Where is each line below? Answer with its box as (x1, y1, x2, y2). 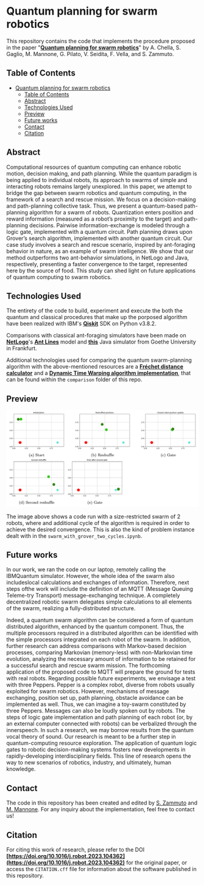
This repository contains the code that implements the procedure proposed (6, 37, 195, 44)
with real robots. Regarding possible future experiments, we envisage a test (6, 675, 196, 682)
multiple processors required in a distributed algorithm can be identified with (6, 629, 199, 637)
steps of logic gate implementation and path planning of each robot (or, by (6, 714, 193, 721)
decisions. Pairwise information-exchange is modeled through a (29, 221, 190, 229)
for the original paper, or (125, 859, 188, 866)
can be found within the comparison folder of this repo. (6, 376, 142, 383)
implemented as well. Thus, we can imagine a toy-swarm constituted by (6, 700, 186, 708)
